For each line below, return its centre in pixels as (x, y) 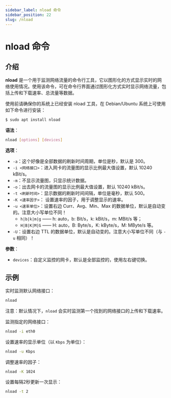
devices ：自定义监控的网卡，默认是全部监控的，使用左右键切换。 (81, 260)
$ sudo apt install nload (33, 120)
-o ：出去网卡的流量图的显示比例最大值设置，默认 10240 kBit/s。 (80, 187)
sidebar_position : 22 (28, 15)
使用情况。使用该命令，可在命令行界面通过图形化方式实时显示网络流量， (86, 86)
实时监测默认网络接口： (30, 291)
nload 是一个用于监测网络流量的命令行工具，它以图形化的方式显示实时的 (81, 80)
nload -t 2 (17, 392)
